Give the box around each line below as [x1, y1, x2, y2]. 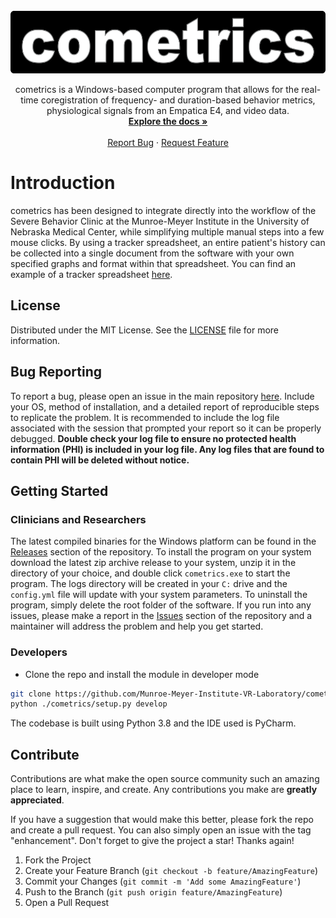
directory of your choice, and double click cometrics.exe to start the [10, 567, 291, 579]
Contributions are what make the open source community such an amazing [10, 773, 320, 785]
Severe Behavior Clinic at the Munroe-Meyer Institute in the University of [10, 215, 310, 227]
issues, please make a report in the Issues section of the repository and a [10, 610, 313, 622]
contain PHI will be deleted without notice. [10, 454, 190, 466]
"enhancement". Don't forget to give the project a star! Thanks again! [10, 835, 295, 847]
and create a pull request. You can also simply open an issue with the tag [10, 824, 312, 836]
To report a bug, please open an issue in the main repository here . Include [10, 390, 315, 402]
